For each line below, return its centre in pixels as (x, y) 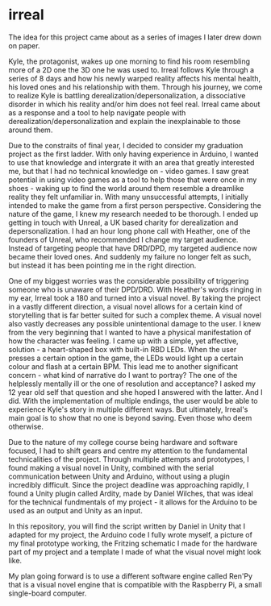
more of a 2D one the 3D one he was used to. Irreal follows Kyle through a (131, 69)
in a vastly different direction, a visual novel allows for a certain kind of (125, 306)
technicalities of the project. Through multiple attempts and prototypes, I (129, 459)
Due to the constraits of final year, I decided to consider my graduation (126, 145)
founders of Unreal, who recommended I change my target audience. (123, 239)
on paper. (24, 45)
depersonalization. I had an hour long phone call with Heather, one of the (130, 230)
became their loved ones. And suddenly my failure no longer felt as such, (130, 256)
